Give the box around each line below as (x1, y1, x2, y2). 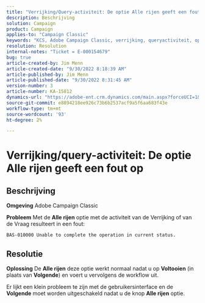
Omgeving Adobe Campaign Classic (6, 202, 99, 210)
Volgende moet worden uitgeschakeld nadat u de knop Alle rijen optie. (6, 290, 185, 297)
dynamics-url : (6, 94, 43, 100)
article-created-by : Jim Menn (6, 60, 84, 66)
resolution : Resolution (6, 43, 67, 49)
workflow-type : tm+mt (6, 105, 62, 112)
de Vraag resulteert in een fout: (6, 221, 85, 228)
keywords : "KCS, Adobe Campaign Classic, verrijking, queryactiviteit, (6, 37, 192, 43)
